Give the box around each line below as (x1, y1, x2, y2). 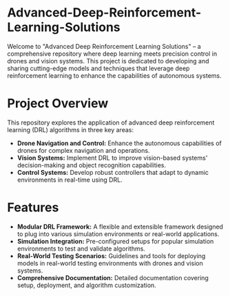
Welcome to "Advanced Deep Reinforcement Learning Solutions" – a (7, 42, 201, 50)
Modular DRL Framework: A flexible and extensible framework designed (17, 222, 224, 231)
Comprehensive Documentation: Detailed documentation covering (17, 273, 209, 282)
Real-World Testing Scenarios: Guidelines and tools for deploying (17, 251, 206, 260)
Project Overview (7, 96, 109, 112)
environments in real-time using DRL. (17, 176, 123, 184)
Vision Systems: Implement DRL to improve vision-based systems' (17, 154, 208, 162)
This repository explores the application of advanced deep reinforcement (7, 118, 215, 127)
